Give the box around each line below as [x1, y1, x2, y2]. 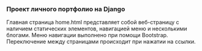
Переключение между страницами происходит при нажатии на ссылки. [6, 38, 196, 46]
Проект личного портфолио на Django [6, 5, 125, 13]
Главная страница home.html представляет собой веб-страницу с [6, 19, 179, 26]
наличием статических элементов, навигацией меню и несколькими [6, 25, 187, 32]
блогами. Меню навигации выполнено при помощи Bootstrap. [6, 32, 168, 39]
